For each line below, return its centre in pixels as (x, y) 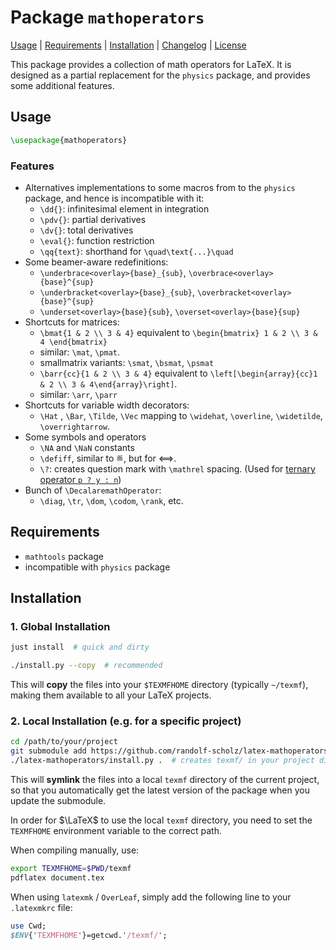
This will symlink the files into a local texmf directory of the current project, (165, 780)
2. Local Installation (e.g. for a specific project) (126, 721)
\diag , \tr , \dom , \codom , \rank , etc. (111, 500)
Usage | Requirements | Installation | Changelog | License (128, 45)
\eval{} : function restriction (97, 240)
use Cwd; (28, 926)
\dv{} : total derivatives (86, 230)
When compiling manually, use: (75, 850)
